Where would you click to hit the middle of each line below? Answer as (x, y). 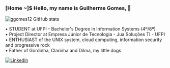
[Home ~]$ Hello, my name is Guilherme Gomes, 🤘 (68, 8)
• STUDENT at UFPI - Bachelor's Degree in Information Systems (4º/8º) (81, 29)
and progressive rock (27, 45)
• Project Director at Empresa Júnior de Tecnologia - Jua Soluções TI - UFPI (85, 35)
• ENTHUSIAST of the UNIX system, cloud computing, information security (84, 40)
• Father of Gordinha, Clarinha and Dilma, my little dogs (63, 51)
